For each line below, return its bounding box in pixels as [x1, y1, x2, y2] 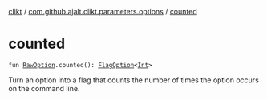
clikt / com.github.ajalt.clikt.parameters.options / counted [8, 7, 198, 16]
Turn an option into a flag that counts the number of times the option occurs [8, 75, 259, 85]
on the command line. [8, 83, 80, 93]
